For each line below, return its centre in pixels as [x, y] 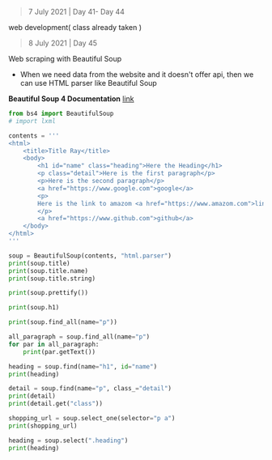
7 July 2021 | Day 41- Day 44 [76, 12]
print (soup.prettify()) [49, 293]
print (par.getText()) [59, 351]
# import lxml [32, 121]
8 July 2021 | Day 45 [62, 43]
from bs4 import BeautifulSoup [61, 113]
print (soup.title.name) [49, 270]
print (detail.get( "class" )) [56, 404]
